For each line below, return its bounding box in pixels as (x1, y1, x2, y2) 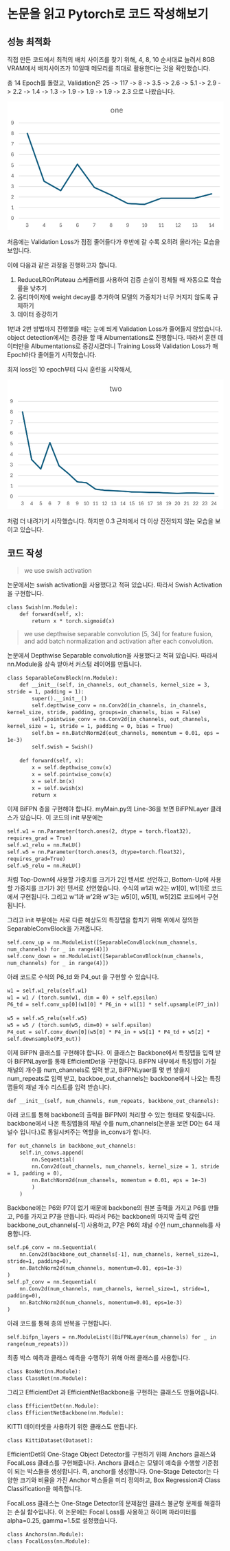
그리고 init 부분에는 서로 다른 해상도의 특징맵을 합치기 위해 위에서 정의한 (7, 915, 199, 924)
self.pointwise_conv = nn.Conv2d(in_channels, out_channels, (32, 716, 211, 722)
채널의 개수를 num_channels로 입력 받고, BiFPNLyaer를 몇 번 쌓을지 (7, 1066, 190, 1074)
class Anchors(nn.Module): (7, 1531, 84, 1538)
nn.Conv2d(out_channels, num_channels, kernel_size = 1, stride (32, 1163, 220, 1170)
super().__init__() (32, 695, 88, 702)
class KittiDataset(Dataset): (7, 1437, 94, 1444)
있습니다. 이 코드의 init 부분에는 (19, 813, 104, 821)
